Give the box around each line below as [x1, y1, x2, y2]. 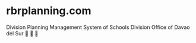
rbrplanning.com [6, 4, 91, 18]
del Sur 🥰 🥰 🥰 [6, 29, 39, 37]
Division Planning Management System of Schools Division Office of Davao [6, 24, 190, 31]
